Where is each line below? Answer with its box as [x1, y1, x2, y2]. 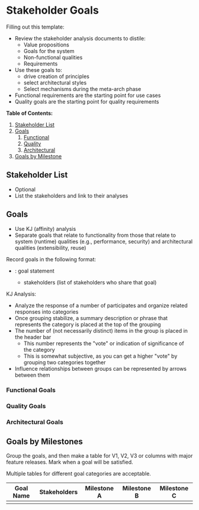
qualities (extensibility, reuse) [14, 244, 86, 251]
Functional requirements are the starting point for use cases [14, 92, 161, 99]
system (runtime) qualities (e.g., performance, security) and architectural [14, 237, 193, 245]
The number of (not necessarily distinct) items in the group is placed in [14, 327, 188, 334]
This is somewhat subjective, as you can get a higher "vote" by [23, 352, 178, 359]
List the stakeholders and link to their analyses [14, 192, 129, 199]
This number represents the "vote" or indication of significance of [23, 340, 185, 347]
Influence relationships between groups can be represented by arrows [14, 365, 187, 372]
